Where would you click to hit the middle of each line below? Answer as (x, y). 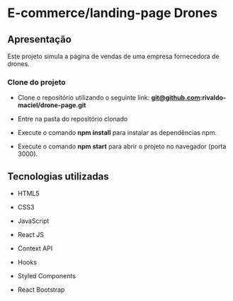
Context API (35, 248)
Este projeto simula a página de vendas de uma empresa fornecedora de (113, 56)
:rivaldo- (213, 98)
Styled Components (47, 276)
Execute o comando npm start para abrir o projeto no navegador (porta (122, 146)
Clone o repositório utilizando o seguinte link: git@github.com (109, 98)
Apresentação (40, 39)
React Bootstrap (41, 290)
